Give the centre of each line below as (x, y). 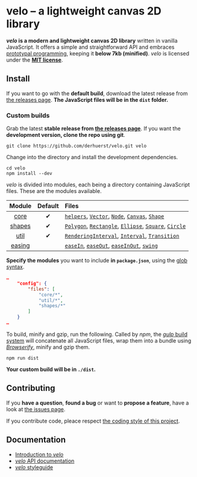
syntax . (15, 267)
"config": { (32, 283)
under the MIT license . (35, 60)
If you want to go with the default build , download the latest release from (97, 93)
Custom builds (28, 115)
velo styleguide (34, 467)
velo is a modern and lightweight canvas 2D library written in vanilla (92, 40)
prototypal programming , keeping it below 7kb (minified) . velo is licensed (98, 53)
